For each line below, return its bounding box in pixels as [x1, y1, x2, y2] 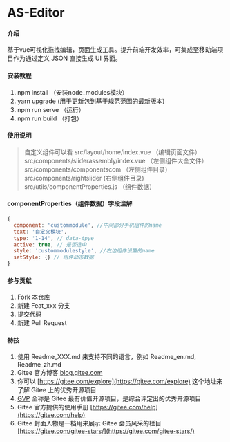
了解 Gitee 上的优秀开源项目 [17, 386, 97, 394]
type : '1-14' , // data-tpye [13, 234, 95, 241]
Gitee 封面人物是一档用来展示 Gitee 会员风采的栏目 [17, 419, 162, 427]
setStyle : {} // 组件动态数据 [13, 254, 95, 261]
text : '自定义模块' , [13, 228, 68, 235]
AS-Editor [7, 5, 65, 21]
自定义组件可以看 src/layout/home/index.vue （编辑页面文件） [23, 147, 202, 156]
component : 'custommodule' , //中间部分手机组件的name [13, 221, 162, 229]
